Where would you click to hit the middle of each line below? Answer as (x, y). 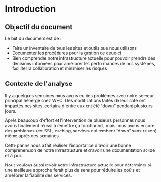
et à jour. (14, 155)
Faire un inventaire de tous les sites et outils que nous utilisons (74, 48)
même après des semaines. (32, 136)
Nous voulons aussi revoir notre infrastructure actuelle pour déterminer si (78, 165)
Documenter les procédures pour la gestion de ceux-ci (67, 53)
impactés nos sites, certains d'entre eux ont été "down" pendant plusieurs (79, 106)
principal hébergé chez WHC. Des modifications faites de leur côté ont (75, 100)
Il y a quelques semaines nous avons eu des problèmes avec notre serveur (80, 95)
